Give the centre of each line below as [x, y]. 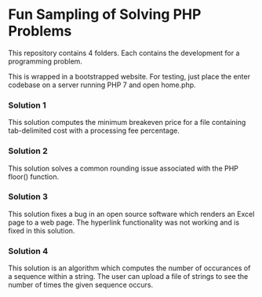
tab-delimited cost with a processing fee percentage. [94, 130]
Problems [40, 31]
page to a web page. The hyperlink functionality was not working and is [124, 222]
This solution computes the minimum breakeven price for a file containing [127, 123]
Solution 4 [28, 251]
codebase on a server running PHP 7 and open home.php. [102, 85]
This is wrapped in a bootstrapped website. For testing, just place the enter [129, 76]
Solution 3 [28, 196]
